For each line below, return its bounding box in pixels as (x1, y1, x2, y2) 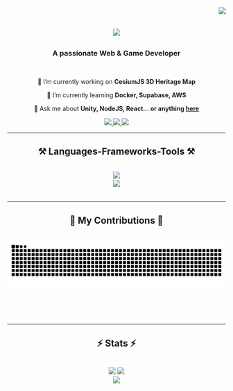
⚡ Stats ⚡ (96, 338, 137, 349)
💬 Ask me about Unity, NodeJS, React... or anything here (33, 104, 200, 113)
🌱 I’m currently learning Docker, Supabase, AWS (46, 91, 187, 99)
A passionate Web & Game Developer (52, 49, 181, 58)
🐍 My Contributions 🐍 (69, 215, 164, 226)
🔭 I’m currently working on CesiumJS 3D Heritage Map (37, 78, 196, 86)
